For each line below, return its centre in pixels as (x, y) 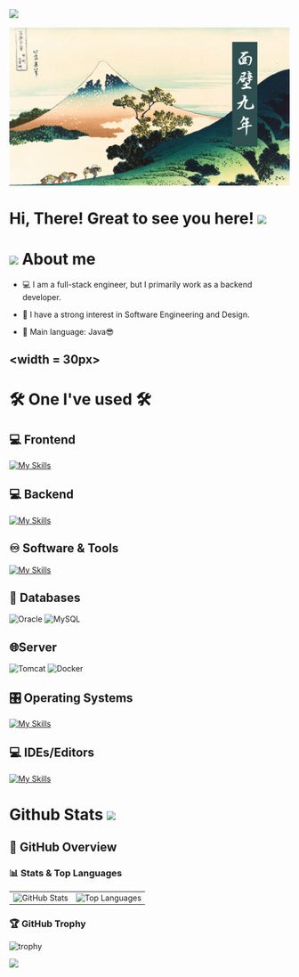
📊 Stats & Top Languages (66, 874)
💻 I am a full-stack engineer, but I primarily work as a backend (137, 284)
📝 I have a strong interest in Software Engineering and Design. (136, 314)
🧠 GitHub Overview (63, 847)
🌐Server (33, 647)
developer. (41, 297)
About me (59, 259)
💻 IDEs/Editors (52, 753)
